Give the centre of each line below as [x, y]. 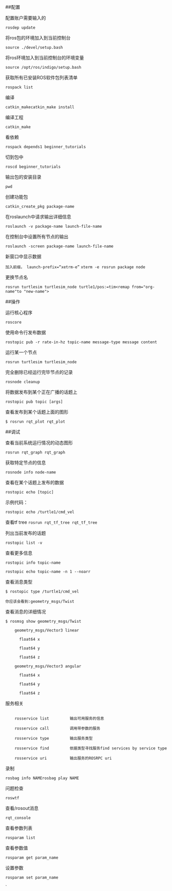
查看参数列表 [19, 828]
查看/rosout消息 [22, 808]
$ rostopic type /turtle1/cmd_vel [42, 591]
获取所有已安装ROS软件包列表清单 [42, 77]
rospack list [19, 87]
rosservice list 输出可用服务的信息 [59, 719]
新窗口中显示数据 [23, 256]
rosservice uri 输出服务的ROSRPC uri [63, 758]
